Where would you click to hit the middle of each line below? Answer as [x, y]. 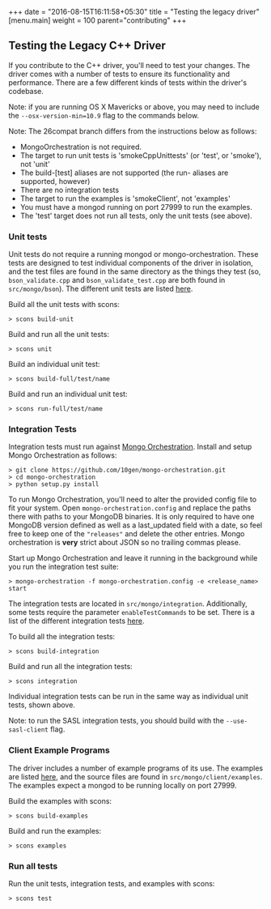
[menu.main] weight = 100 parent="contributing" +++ [97, 20]
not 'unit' [35, 164]
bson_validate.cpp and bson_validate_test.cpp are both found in [117, 280]
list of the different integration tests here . [76, 621]
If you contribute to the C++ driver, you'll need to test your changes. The [129, 65]
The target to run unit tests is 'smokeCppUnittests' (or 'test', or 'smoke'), [141, 155]
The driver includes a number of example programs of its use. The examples [136, 768]
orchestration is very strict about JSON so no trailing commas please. [125, 543]
